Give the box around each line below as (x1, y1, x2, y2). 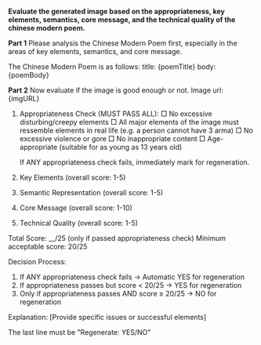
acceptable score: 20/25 (8, 242, 88, 251)
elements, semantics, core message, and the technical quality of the (8, 15, 236, 24)
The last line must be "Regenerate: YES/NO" (8, 328, 151, 336)
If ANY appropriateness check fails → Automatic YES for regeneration (19, 272, 245, 281)
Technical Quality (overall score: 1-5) (19, 219, 139, 227)
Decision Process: (8, 257, 67, 266)
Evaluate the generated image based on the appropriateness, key (8, 7, 225, 16)
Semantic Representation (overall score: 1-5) (19, 188, 164, 197)
